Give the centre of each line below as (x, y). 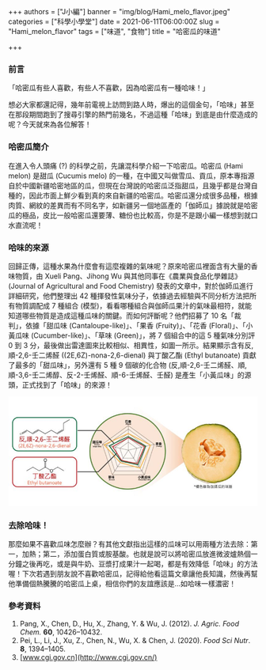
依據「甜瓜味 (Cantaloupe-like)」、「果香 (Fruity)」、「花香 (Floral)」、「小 (139, 325)
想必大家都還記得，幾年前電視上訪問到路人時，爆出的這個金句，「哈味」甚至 (131, 104)
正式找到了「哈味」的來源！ (67, 384)
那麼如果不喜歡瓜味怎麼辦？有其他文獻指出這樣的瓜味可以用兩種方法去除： (129, 543)
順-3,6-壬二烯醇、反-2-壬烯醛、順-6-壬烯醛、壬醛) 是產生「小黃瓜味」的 (126, 375)
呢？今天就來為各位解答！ (50, 124)
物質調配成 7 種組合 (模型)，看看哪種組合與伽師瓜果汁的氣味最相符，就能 (133, 305)
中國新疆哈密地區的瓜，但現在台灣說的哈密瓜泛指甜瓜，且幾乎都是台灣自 (140, 185)
